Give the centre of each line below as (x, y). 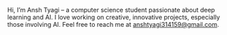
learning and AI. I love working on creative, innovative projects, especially (113, 17)
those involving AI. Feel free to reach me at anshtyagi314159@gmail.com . (113, 24)
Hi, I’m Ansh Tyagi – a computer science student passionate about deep (111, 10)
